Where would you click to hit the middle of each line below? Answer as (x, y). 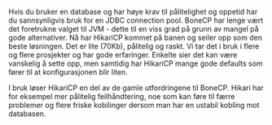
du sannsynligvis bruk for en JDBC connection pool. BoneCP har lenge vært (136, 20)
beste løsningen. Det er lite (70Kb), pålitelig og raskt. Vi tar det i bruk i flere (134, 46)
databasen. (27, 114)
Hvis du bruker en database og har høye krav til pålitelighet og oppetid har (133, 12)
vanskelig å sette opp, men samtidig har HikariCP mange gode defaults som (136, 63)
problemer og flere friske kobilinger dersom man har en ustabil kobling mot (134, 105)
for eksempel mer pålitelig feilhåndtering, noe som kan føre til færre (122, 96)
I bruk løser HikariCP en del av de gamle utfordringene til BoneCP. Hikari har (136, 88)
